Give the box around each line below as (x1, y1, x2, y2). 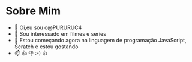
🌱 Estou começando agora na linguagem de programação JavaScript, (14, 36, 187, 44)
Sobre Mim (5, 4, 61, 18)
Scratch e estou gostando (14, 43, 79, 50)
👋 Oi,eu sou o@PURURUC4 (14, 24, 82, 31)
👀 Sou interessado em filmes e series (14, 30, 106, 37)
